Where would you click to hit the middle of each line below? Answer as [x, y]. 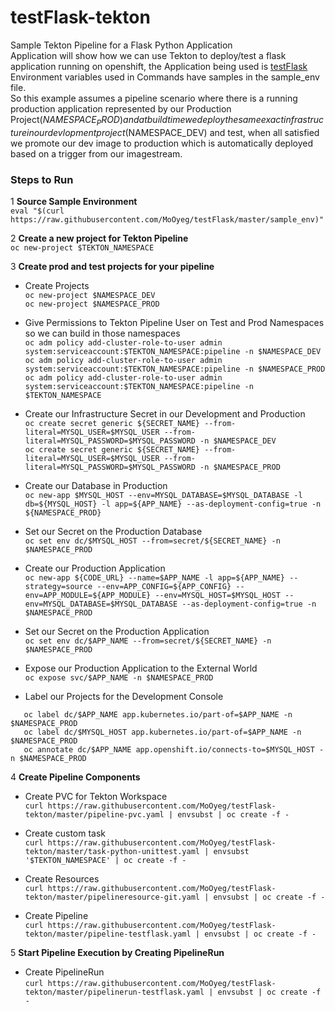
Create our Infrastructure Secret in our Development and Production [165, 414]
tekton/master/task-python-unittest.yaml [112, 852]
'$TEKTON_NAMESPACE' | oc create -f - [105, 861]
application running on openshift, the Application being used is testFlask [159, 66]
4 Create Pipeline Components [75, 777]
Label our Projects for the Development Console [124, 697]
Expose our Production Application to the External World [141, 668]
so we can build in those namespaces [102, 333]
